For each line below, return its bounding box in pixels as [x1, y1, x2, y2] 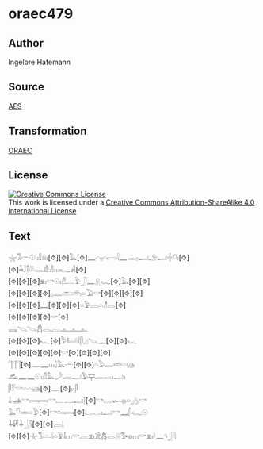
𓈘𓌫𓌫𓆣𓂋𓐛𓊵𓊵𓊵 [8, 324, 88, 334]
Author [8, 36, 44, 50]
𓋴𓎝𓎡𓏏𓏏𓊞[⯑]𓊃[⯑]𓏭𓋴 [8, 384, 78, 393]
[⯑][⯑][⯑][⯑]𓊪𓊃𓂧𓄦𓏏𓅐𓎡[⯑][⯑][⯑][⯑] [8, 289, 143, 298]
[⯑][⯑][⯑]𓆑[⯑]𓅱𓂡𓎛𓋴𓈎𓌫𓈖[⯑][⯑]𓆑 [8, 336, 138, 346]
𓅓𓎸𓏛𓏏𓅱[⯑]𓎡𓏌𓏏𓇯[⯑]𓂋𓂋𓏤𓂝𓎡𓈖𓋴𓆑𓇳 [8, 408, 148, 417]
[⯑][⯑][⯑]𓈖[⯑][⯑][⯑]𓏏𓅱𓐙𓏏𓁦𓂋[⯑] [8, 301, 127, 310]
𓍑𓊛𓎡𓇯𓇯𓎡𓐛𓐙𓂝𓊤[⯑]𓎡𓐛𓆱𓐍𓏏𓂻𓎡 [8, 396, 147, 405]
